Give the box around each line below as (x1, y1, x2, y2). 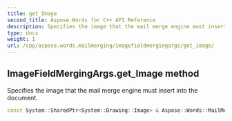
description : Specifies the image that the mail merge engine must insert (7, 23, 227, 30)
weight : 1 (7, 36, 36, 43)
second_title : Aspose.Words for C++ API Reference (7, 17, 156, 24)
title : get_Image (7, 10, 57, 17)
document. (7, 93, 38, 102)
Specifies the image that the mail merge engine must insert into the (7, 86, 198, 94)
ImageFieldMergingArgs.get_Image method (7, 68, 200, 80)
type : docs (7, 29, 39, 37)
